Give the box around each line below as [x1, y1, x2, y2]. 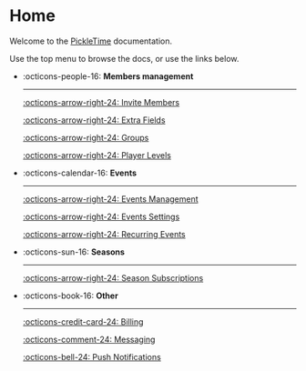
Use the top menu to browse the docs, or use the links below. [9, 53, 240, 64]
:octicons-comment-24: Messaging [22, 334, 156, 345]
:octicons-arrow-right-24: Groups [22, 132, 149, 143]
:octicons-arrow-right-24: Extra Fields [22, 115, 166, 125]
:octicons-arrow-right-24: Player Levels [22, 149, 171, 160]
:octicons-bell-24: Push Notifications [22, 351, 161, 362]
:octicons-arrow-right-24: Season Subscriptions [22, 272, 204, 283]
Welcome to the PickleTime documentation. [9, 35, 173, 46]
